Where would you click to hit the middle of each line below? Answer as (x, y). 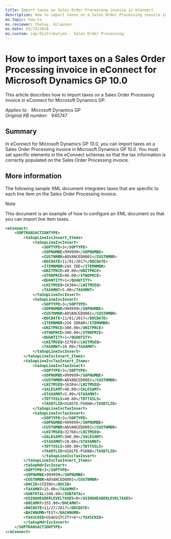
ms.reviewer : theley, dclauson (38, 24)
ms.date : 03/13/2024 (27, 29)
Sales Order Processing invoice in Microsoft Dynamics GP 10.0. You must (82, 149)
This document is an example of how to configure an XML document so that (85, 213)
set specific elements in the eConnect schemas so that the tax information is (85, 155)
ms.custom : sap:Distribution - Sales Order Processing (65, 34)
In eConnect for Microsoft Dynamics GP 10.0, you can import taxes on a (80, 144)
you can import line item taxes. (37, 219)
